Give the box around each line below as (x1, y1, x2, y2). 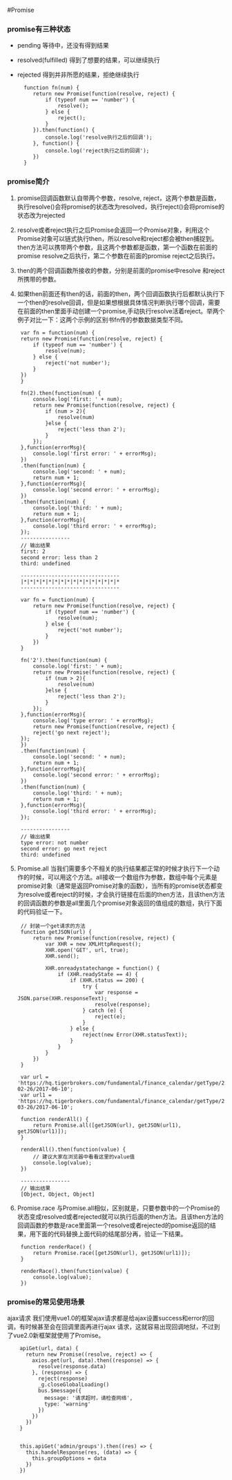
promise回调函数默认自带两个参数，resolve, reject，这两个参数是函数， (17, 193, 220, 202)
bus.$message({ (37, 1387, 81, 1394)
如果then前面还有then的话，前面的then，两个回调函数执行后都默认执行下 (17, 289, 225, 298)
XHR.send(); (45, 953, 79, 960)
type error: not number (20, 839, 89, 846)
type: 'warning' (43, 1401, 91, 1408)
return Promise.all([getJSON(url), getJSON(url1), (32, 1122, 182, 1129)
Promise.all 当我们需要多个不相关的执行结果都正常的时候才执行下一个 (17, 864, 214, 873)
